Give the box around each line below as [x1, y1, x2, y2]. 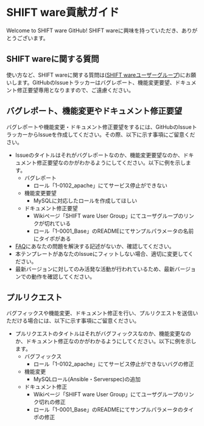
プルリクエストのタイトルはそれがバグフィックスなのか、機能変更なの [15, 330, 191, 337]
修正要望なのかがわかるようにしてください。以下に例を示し [36, 159, 186, 166]
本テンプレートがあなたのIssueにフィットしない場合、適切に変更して [15, 250, 189, 257]
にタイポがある [33, 235, 71, 242]
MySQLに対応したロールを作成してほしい [33, 197, 138, 204]
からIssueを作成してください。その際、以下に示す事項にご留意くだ [27, 131, 195, 138]
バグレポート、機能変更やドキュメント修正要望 [6, 106, 183, 116]
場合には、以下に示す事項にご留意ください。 [27, 317, 140, 325]
